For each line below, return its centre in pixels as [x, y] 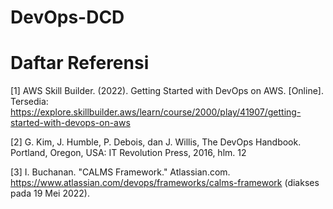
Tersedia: [29, 102]
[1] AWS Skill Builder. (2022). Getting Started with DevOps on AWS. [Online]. [167, 91]
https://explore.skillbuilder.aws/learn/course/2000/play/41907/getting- [156, 112]
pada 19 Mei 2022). [50, 193]
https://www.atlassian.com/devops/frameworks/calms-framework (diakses [165, 183]
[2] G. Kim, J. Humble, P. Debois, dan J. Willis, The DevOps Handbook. [156, 142]
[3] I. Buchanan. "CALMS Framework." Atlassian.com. [120, 172]
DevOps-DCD [67, 17]
